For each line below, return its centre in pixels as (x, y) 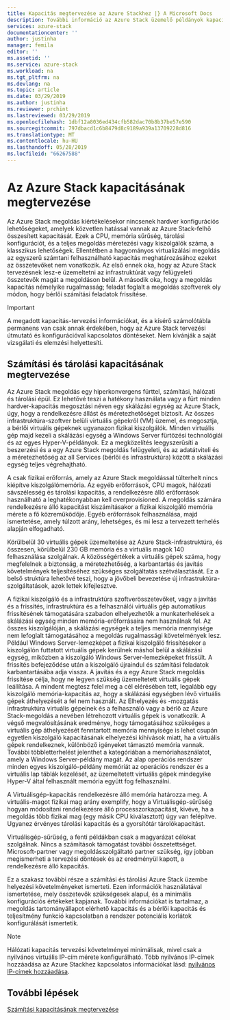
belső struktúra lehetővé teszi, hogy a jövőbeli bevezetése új (92, 578)
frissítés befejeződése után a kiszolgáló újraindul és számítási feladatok (108, 664)
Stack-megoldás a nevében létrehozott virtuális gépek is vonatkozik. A (106, 715)
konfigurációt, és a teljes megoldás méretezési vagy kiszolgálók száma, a (111, 243)
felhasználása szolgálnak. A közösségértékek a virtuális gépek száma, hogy (114, 556)
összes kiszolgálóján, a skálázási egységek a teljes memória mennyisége (110, 628)
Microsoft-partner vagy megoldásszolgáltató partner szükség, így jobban (111, 851)
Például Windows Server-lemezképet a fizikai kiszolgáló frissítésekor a (107, 643)
